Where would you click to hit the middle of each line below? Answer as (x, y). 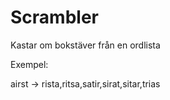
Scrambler (54, 17)
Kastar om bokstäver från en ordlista (85, 45)
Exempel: (29, 64)
